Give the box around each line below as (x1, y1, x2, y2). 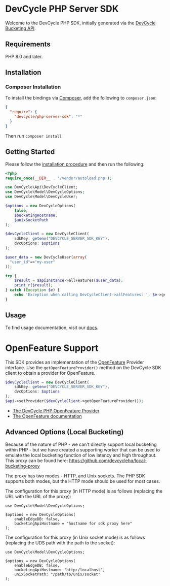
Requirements (5, 40, 51, 49)
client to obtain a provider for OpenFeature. (5, 370, 96, 376)
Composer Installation (5, 83, 61, 90)
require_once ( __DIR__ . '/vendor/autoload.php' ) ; (5, 176, 112, 181)
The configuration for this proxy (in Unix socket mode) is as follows (5, 534, 145, 540)
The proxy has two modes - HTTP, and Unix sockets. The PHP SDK (5, 473, 145, 479)
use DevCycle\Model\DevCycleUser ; (5, 194, 78, 200)
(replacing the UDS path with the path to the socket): (5, 539, 115, 546)
